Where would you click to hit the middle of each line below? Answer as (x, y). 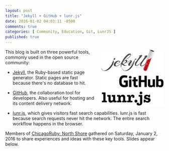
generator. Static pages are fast (45, 78)
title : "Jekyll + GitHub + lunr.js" (44, 16)
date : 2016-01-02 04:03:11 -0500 (40, 21)
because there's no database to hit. (49, 83)
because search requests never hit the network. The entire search (81, 118)
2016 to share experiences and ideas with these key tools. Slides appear (80, 139)
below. (12, 144)
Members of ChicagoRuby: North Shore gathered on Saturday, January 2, (81, 133)
